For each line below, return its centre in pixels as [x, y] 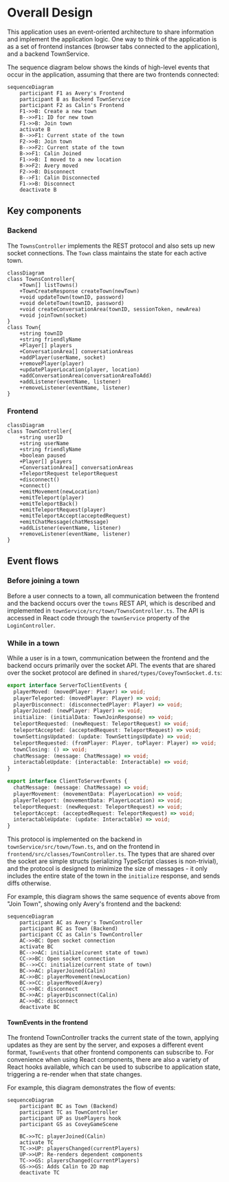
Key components [44, 211]
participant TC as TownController [69, 1112]
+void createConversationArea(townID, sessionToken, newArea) [110, 309]
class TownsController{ [41, 279]
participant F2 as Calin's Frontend [72, 105]
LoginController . [31, 625]
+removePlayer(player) [52, 364]
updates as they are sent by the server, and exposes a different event [106, 1045]
